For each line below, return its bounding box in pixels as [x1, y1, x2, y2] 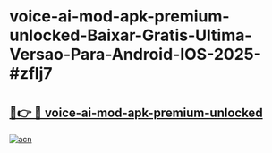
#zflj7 [9, 64, 53, 84]
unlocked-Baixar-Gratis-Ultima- [9, 25, 252, 46]
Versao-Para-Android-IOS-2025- [9, 45, 262, 64]
